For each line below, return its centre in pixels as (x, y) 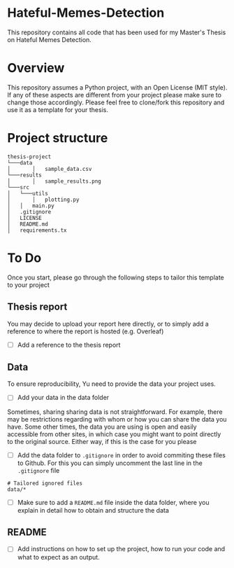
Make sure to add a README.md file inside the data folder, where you (113, 502)
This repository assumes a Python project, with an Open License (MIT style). (117, 87)
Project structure (58, 138)
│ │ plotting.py (43, 200)
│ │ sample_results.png (54, 181)
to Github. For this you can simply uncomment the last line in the (110, 463)
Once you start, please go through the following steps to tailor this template (116, 277)
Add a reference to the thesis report (69, 345)
